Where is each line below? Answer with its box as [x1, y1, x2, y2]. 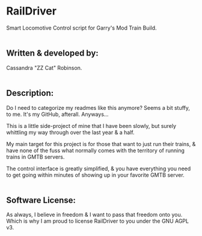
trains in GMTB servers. [6, 153, 65, 161]
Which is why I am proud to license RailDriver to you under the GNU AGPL [6, 217, 189, 225]
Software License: [6, 195, 76, 205]
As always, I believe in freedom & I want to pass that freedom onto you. [6, 211, 183, 218]
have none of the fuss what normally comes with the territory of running [6, 147, 185, 154]
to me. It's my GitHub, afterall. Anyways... [6, 110, 109, 118]
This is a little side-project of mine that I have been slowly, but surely [6, 122, 176, 129]
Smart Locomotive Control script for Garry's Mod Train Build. [6, 24, 158, 31]
